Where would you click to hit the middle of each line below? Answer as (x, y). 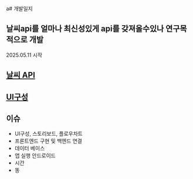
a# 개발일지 (20, 8)
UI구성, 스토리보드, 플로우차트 (49, 134)
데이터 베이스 (30, 149)
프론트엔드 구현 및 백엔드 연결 (48, 141)
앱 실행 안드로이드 (35, 156)
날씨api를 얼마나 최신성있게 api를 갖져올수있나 (85, 29)
